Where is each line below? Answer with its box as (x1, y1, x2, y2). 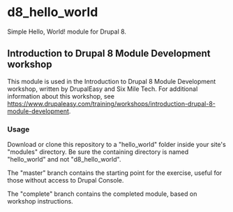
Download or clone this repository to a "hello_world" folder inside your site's (7, 141, 227, 149)
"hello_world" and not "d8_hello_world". (7, 155, 121, 164)
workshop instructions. (7, 197, 73, 206)
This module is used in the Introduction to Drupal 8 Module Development (7, 77, 216, 85)
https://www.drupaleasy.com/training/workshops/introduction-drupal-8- (7, 99, 216, 108)
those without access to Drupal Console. (7, 176, 124, 185)
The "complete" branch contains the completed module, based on (7, 190, 197, 198)
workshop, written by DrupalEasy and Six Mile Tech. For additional (7, 85, 198, 93)
